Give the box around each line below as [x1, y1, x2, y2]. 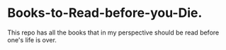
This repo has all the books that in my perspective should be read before [7, 28, 220, 37]
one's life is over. [7, 35, 57, 44]
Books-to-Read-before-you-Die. [7, 5, 203, 21]
